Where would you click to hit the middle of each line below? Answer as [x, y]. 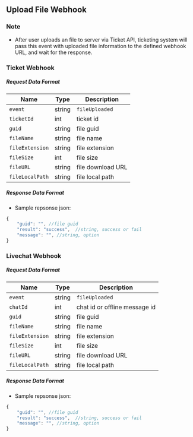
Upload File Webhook [47, 10]
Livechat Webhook [34, 256]
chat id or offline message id [116, 307]
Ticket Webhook [30, 68]
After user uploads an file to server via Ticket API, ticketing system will [101, 39]
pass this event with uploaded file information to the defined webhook [100, 46]
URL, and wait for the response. [53, 52]
